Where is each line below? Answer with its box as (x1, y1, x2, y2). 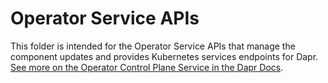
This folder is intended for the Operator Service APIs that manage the (10, 40, 296, 52)
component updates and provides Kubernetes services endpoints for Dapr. (10, 50, 319, 62)
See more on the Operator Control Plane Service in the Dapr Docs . (10, 61, 284, 73)
